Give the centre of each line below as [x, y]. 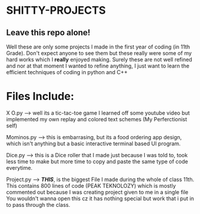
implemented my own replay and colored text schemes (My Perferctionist [97, 119]
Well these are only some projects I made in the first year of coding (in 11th [98, 47]
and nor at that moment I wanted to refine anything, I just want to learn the [98, 66]
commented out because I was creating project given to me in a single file [97, 192]
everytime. [19, 167]
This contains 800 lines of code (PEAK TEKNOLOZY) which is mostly [91, 185]
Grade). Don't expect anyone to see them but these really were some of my [99, 53]
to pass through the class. [38, 204]
